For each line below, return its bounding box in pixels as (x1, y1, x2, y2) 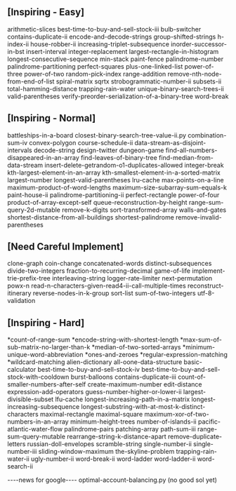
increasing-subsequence (7, 403, 80, 411)
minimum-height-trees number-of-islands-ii (70, 417, 197, 426)
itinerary (7, 289, 32, 297)
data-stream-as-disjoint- (134, 138, 206, 147)
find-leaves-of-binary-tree (80, 153, 158, 161)
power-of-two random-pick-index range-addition (24, 69, 166, 78)
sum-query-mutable (7, 432, 65, 441)
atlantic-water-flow (7, 425, 63, 433)
